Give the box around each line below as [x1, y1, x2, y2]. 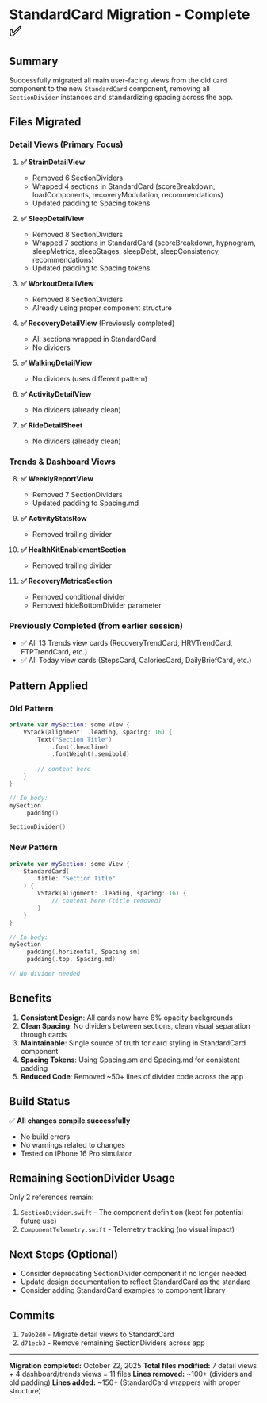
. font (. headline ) [51, 743, 109, 751]
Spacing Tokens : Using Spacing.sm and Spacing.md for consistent [20, 1055, 240, 1064]
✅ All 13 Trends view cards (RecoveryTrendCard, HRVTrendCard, [20, 638, 233, 648]
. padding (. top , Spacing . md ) [23, 956, 116, 964]
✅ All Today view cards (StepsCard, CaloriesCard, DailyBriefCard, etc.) [20, 656, 252, 665]
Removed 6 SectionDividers [32, 173, 124, 182]
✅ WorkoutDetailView [20, 278, 94, 288]
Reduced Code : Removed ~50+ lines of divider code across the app [20, 1071, 244, 1081]
